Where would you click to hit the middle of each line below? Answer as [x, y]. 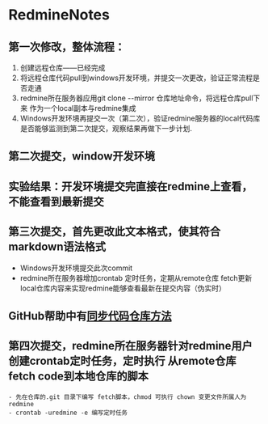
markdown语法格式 [57, 247]
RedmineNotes [59, 15]
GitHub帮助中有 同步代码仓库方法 [90, 316]
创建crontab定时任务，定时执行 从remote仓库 [122, 361]
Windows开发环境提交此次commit [76, 268]
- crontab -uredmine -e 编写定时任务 [68, 413]
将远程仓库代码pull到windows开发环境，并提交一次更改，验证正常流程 [136, 78]
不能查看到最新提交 [56, 201]
